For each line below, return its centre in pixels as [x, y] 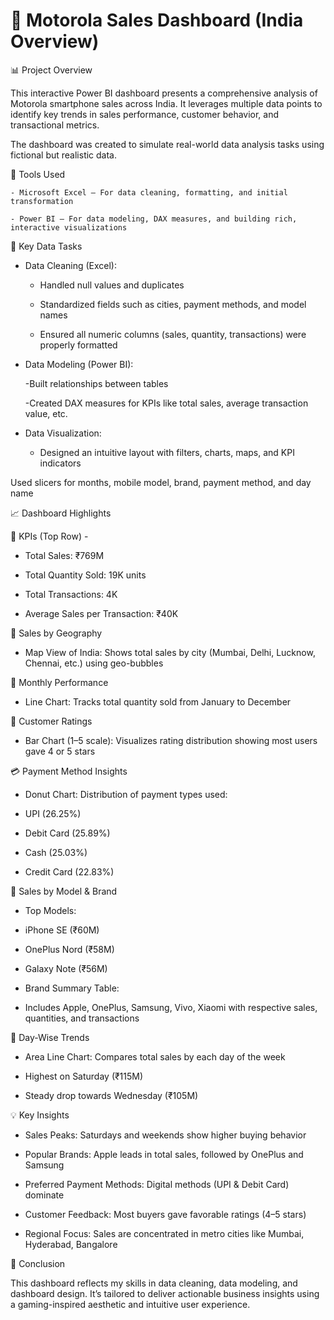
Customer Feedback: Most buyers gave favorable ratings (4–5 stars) [165, 1214]
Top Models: [50, 910]
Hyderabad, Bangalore [71, 1244]
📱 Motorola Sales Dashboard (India [157, 20]
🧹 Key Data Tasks [46, 246]
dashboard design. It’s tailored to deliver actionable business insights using [165, 1293]
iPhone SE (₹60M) [62, 930]
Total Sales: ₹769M [64, 555]
